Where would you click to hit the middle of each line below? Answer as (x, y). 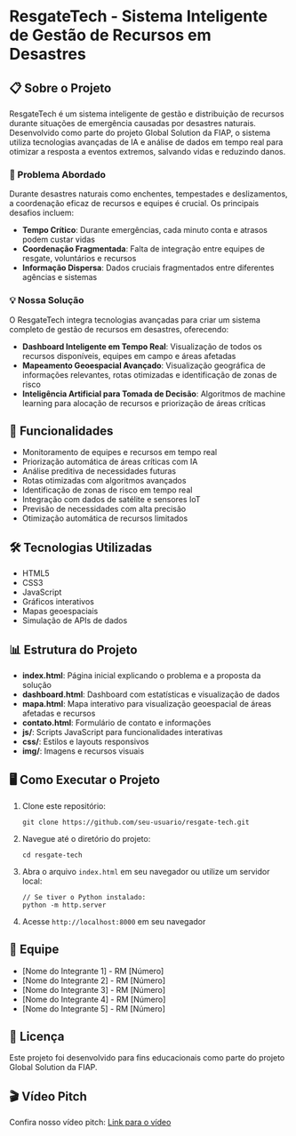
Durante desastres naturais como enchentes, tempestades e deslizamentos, (148, 194)
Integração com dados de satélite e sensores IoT (111, 500)
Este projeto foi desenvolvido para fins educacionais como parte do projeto (147, 1058)
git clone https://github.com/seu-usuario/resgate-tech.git (136, 822)
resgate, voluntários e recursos (79, 259)
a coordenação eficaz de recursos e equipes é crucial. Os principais (134, 204)
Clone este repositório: (64, 805)
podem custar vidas (59, 240)
